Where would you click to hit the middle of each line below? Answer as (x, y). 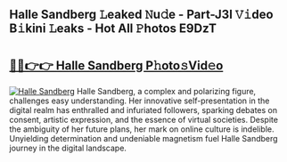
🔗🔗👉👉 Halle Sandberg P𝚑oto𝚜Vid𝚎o (116, 65)
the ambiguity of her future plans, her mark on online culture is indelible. (142, 129)
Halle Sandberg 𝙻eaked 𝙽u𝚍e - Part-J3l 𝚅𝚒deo (141, 15)
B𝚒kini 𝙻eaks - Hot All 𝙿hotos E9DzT (113, 29)
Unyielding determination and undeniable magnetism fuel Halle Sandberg (143, 138)
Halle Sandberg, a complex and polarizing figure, (167, 91)
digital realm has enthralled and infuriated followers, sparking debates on (143, 110)
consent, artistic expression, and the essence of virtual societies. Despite (144, 120)
